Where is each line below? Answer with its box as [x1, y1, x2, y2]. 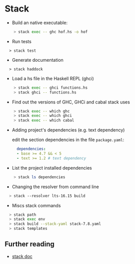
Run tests [11, 38, 32, 44]
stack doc [11, 253, 33, 259]
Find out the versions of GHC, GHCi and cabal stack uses [11, 99, 130, 105]
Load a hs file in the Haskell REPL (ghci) [11, 75, 94, 81]
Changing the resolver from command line [11, 184, 99, 190]
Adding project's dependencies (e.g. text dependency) [11, 127, 125, 133]
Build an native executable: [11, 20, 68, 26]
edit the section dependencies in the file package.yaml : [11, 137, 124, 143]
